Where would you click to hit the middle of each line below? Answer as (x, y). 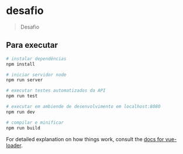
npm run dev (20, 112)
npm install (20, 64)
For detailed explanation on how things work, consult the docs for (85, 139)
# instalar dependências (36, 59)
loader (14, 145)
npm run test (22, 96)
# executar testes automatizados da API (56, 91)
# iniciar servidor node (36, 75)
